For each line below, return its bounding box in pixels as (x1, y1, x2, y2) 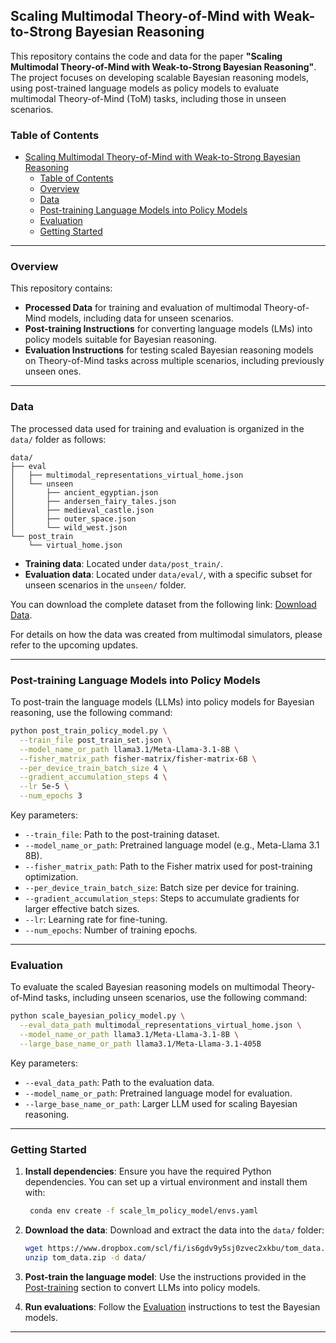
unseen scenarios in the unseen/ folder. (24, 579, 187, 591)
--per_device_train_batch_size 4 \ (19, 763, 168, 773)
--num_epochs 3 (19, 791, 83, 801)
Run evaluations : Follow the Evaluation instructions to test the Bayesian (24, 1300, 321, 1313)
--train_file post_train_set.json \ (19, 735, 172, 745)
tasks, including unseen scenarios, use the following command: (45, 992, 308, 1004)
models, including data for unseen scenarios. (48, 312, 234, 324)
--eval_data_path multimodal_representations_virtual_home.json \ (19, 1020, 302, 1031)
